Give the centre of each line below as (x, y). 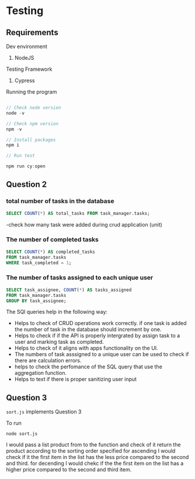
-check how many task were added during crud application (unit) (84, 224)
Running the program (32, 92)
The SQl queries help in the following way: (57, 312)
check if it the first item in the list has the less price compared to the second (97, 457)
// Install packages (31, 140)
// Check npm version (32, 124)
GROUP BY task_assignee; (36, 301)
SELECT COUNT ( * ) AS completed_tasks (51, 252)
